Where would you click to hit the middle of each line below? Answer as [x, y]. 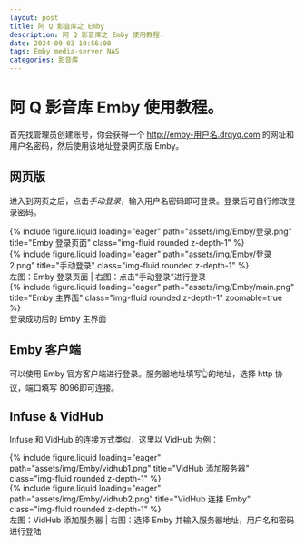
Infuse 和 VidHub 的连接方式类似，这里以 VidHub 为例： [114, 440]
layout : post [34, 18]
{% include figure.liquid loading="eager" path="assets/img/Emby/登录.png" [151, 231]
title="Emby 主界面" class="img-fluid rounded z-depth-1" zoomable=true [146, 297]
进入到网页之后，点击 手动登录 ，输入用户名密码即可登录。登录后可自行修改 [148, 200]
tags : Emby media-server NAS [64, 52]
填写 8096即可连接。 [80, 387]
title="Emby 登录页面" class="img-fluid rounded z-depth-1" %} [127, 242]
